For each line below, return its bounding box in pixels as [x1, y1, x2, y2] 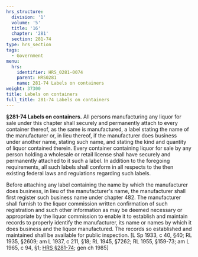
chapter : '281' [11, 31, 49, 37]
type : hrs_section [6, 42, 51, 48]
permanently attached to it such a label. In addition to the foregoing [6, 157, 170, 164]
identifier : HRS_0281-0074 [17, 69, 83, 75]
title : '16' [11, 25, 41, 31]
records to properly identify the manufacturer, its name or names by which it [6, 219, 192, 226]
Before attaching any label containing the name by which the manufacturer [6, 181, 188, 188]
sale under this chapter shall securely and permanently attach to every [6, 119, 178, 126]
